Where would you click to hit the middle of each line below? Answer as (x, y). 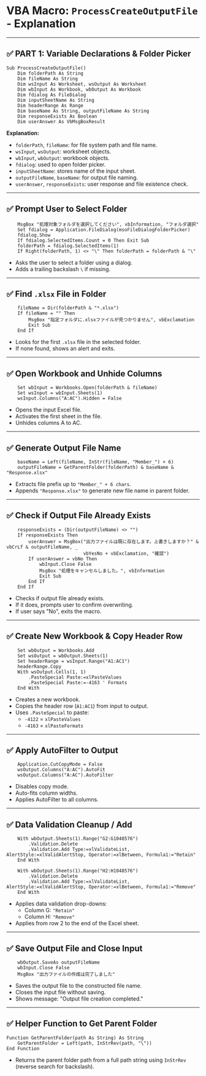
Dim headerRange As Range (51, 105)
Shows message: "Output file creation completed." (79, 999)
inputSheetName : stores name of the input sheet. (75, 171)
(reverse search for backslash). (55, 1066)
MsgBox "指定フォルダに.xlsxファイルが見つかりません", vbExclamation (112, 320)
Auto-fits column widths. (46, 793)
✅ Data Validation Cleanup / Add (70, 824)
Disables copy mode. (42, 787)
